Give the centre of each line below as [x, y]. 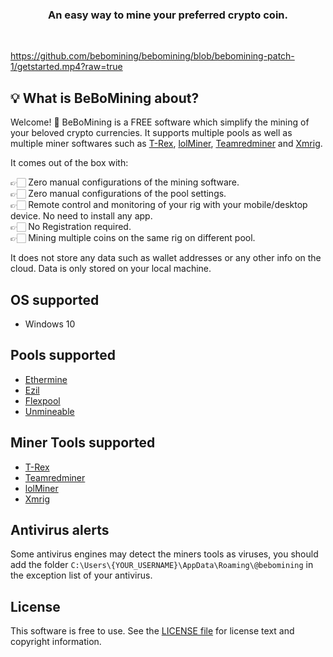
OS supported [55, 299]
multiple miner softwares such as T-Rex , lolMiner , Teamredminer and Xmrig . [166, 144]
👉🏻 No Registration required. [71, 227]
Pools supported [63, 355]
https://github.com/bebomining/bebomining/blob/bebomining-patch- [152, 56]
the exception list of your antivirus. [81, 575]
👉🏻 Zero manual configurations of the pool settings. [118, 194]
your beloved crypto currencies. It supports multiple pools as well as [151, 133]
